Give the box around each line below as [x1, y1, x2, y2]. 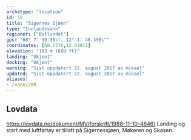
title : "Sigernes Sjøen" [6, 20, 69, 26]
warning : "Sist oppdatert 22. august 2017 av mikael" [6, 65, 146, 71]
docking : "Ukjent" [6, 59, 53, 65]
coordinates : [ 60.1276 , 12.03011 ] [6, 43, 91, 49]
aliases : [6, 76, 28, 82]
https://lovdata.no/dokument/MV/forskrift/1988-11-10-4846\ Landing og [6, 120, 186, 127]
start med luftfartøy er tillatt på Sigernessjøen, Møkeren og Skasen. [6, 126, 174, 133]
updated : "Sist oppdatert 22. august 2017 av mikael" [6, 71, 146, 77]
